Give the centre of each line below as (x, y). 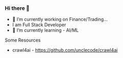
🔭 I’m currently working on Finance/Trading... (60, 20)
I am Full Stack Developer (39, 25)
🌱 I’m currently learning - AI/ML (45, 30)
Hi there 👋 (17, 8)
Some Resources (23, 40)
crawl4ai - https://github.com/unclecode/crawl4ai (65, 50)
